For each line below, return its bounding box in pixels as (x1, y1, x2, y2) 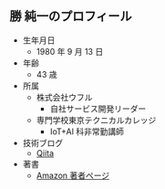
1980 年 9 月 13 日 (36, 46, 104, 57)
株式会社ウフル (36, 91, 93, 102)
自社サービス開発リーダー (49, 103, 147, 114)
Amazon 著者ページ (36, 170, 110, 181)
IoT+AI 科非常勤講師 (49, 126, 125, 137)
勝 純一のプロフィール (9, 8, 132, 25)
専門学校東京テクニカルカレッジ (36, 114, 157, 125)
